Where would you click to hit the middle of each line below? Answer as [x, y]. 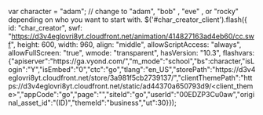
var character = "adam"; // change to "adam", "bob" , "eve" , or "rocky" [124, 11]
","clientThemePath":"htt [213, 78]
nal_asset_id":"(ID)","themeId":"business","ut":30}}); [92, 102]
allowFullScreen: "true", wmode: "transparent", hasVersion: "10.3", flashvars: [131, 53]
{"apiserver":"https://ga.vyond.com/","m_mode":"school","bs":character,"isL [131, 61]
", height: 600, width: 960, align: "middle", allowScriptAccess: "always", [126, 45]
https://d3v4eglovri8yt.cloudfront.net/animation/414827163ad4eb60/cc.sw [133, 36]
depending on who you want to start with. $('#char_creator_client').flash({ [128, 20]
